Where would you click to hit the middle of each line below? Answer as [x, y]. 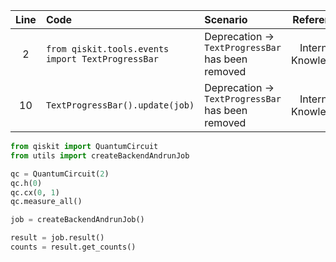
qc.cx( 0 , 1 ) [35, 192]
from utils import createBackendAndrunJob [100, 155]
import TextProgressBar [102, 59]
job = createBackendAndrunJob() [77, 220]
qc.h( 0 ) [26, 183]
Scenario [226, 19]
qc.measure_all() [46, 202]
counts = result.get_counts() [73, 247]
